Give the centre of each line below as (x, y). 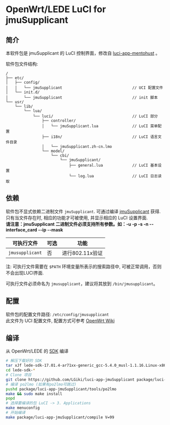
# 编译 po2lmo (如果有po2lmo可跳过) (41, 384)
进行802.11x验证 (82, 253)
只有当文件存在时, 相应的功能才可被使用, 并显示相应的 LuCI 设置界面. (77, 218)
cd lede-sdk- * (21, 370)
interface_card (21, 229)
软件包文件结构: (22, 64)
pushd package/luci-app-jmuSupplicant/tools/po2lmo (61, 389)
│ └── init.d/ (23, 92)
